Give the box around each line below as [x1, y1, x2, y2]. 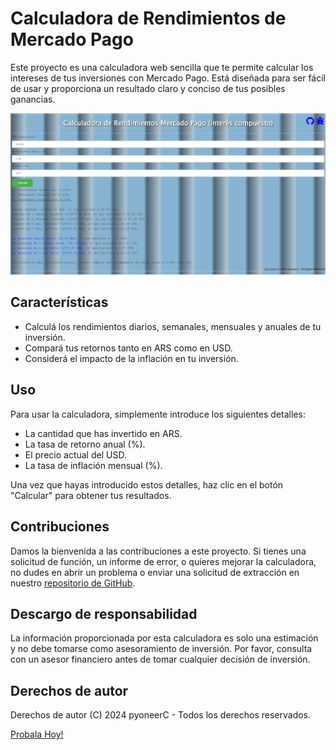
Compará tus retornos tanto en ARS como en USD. [24, 342, 233, 354]
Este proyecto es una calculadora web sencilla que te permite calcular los [10, 61, 314, 73]
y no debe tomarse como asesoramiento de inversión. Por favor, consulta [10, 643, 313, 655]
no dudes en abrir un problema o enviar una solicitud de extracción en [10, 566, 300, 578]
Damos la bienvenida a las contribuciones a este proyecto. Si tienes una [10, 545, 307, 557]
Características [10, 294, 109, 311]
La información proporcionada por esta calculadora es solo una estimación [10, 632, 319, 644]
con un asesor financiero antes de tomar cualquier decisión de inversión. [10, 653, 311, 666]
